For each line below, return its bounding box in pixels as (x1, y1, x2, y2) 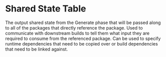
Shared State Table (5, 3, 87, 14)
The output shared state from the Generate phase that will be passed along (5, 19, 161, 25)
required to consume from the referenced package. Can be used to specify (5, 35, 161, 41)
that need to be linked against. (5, 46, 68, 52)
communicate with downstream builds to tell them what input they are (5, 30, 150, 36)
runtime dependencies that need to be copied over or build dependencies (5, 40, 158, 46)
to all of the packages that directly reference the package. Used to (5, 24, 143, 30)
